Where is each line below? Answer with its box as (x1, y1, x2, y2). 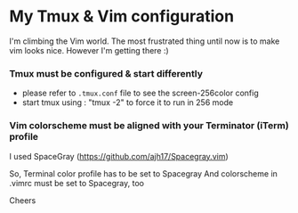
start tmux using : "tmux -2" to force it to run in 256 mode (21, 97, 234, 108)
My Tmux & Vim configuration (9, 6, 234, 27)
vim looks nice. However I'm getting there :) (9, 45, 169, 55)
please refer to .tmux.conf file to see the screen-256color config (21, 87, 260, 99)
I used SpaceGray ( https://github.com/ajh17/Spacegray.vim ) (9, 151, 229, 161)
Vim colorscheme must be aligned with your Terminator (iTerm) (9, 119, 289, 132)
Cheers (9, 194, 36, 206)
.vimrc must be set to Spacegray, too (9, 177, 145, 188)
